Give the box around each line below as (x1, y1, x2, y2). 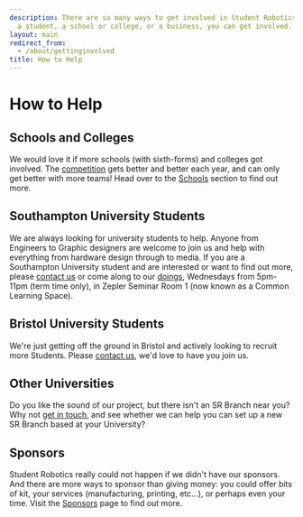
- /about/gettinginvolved (17, 47, 115, 56)
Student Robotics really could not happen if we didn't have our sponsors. (9, 469, 281, 480)
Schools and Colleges (9, 130, 134, 145)
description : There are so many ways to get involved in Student (9, 13, 260, 23)
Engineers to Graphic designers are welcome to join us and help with (9, 242, 265, 253)
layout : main (9, 30, 59, 39)
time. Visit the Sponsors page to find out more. (9, 498, 183, 509)
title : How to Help (9, 55, 83, 64)
